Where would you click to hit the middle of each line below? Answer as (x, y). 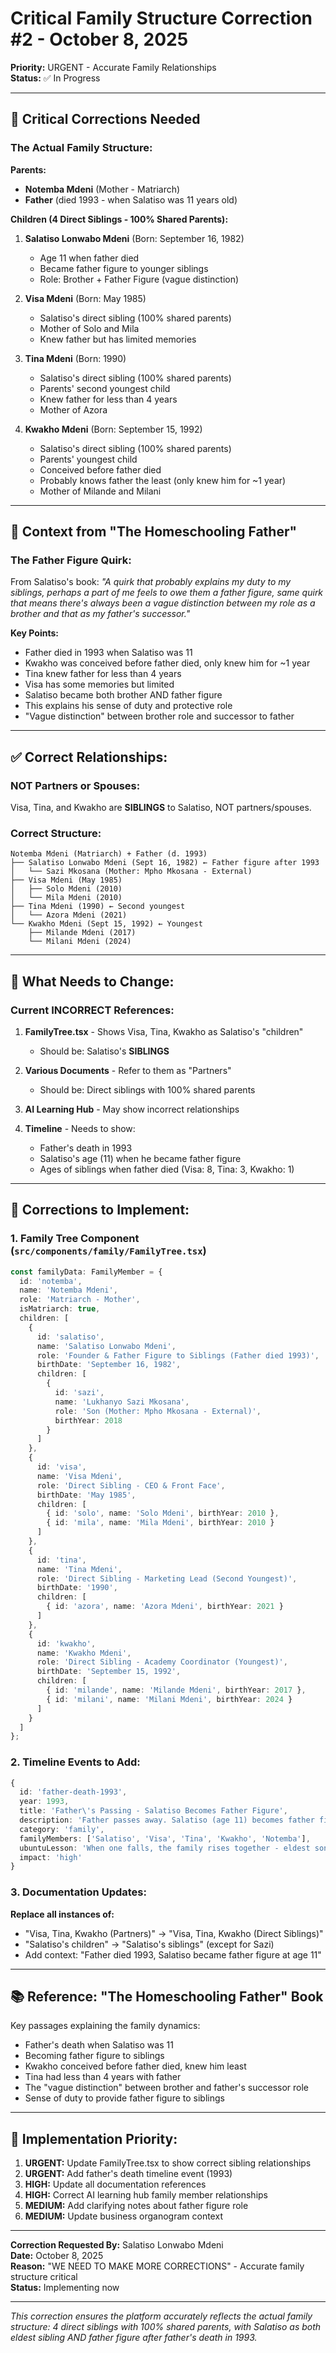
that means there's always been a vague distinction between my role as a (163, 603)
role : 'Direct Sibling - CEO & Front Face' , (131, 1485)
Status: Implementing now (65, 2288)
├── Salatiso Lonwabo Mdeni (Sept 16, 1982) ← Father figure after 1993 (165, 863)
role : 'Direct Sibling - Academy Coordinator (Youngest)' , (162, 1662)
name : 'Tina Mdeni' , (79, 1569)
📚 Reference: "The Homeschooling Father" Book (167, 1997)
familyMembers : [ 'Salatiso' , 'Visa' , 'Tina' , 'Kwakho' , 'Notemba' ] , (165, 1838)
